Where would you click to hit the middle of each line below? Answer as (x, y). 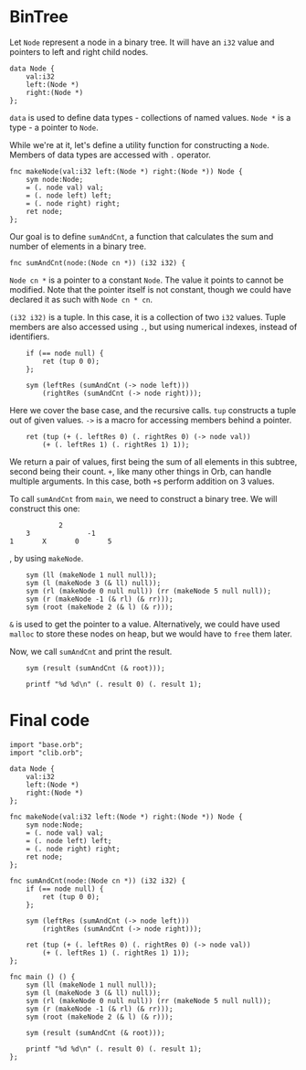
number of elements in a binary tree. (78, 246)
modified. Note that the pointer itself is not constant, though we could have (151, 289)
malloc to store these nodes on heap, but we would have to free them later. (151, 634)
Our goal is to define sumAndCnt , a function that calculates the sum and (142, 236)
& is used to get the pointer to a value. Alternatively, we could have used (145, 624)
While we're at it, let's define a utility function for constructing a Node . (139, 144)
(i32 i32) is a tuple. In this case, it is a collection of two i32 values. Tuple (148, 316)
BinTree (39, 17)
